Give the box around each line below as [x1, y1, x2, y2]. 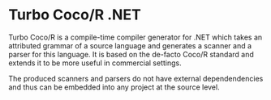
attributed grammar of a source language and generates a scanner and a [8, 40, 252, 50]
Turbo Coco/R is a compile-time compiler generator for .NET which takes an [8, 32, 263, 42]
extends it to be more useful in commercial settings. [8, 58, 182, 68]
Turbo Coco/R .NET [8, 6, 142, 24]
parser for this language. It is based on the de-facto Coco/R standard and [8, 49, 254, 59]
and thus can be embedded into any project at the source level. [8, 82, 221, 92]
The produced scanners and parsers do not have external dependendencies [8, 73, 264, 83]
